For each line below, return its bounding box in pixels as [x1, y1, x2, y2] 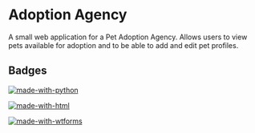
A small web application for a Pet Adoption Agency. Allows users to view [8, 32, 248, 42]
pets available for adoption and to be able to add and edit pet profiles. [8, 40, 239, 50]
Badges [8, 64, 47, 78]
